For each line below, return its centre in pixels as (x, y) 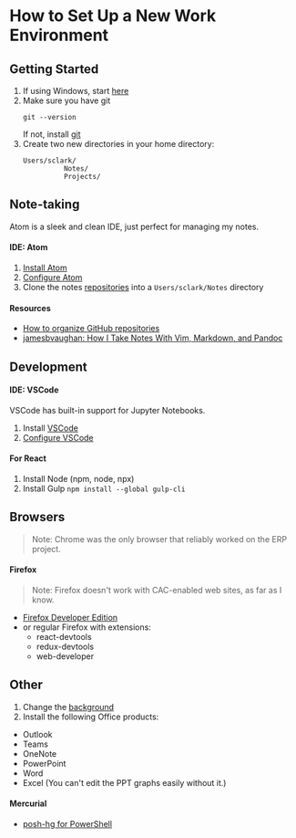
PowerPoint (44, 763)
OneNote (40, 753)
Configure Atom (52, 278)
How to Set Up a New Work (113, 16)
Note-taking (45, 205)
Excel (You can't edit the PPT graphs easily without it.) (124, 782)
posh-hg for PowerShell (67, 824)
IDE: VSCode (34, 390)
